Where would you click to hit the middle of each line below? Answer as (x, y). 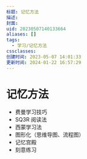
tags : (13, 40)
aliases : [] (21, 34)
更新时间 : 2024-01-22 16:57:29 (44, 62)
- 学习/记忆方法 (29, 46)
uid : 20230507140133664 (36, 29)
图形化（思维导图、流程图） (50, 135)
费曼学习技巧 (31, 112)
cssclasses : (21, 51)
